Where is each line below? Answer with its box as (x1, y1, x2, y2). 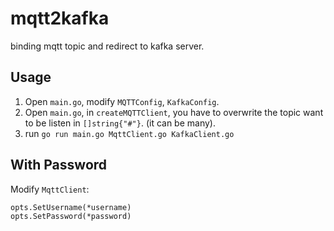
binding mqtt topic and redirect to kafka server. (10, 40, 205, 52)
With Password (10, 157, 108, 174)
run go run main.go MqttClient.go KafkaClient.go (24, 127, 235, 139)
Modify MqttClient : (10, 183, 90, 195)
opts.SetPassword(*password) (10, 211, 132, 221)
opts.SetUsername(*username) (10, 202, 132, 212)
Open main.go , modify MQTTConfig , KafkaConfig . (24, 95, 220, 107)
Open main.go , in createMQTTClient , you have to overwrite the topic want (24, 106, 324, 118)
